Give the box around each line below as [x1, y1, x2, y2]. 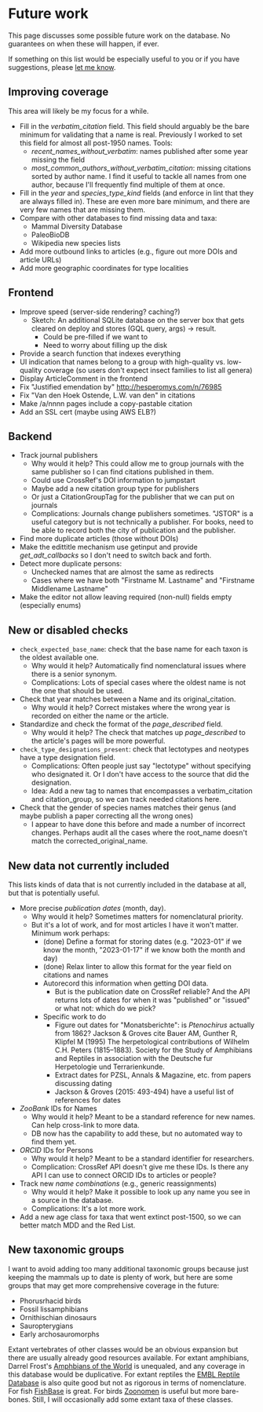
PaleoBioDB [31, 229, 70, 240]
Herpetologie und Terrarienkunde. [54, 1062, 165, 1071]
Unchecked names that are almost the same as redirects [31, 567, 214, 577]
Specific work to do [42, 1012, 107, 1021]
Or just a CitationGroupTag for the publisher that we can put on [31, 492, 236, 502]
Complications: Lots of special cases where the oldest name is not [31, 678, 246, 687]
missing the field [31, 155, 85, 164]
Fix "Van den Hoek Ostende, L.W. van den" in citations [19, 390, 196, 400]
